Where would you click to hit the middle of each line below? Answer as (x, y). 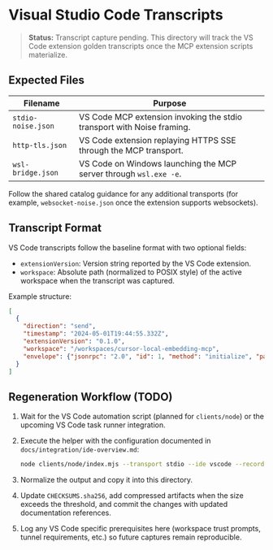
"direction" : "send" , (59, 327)
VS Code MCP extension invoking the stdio (160, 117)
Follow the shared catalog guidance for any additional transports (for (123, 193)
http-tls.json (40, 145)
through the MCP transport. (131, 150)
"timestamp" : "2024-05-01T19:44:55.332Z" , (96, 334)
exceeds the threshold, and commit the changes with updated (124, 505)
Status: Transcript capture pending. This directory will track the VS (141, 37)
